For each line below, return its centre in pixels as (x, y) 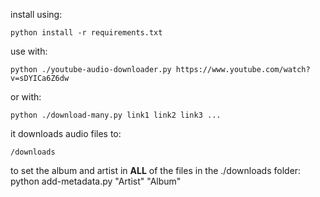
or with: (26, 97)
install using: (36, 14)
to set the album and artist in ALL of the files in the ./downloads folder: (156, 170)
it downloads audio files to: (66, 133)
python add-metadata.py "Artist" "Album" (96, 181)
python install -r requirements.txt (86, 33)
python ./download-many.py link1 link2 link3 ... (116, 115)
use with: (29, 51)
